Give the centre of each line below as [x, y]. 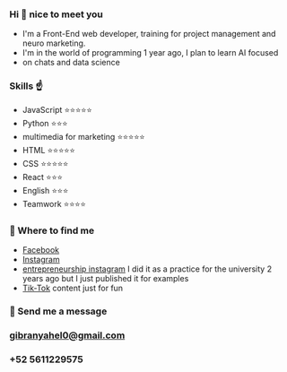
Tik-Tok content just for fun [73, 288]
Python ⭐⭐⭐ [45, 123]
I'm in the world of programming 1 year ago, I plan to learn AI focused [150, 53]
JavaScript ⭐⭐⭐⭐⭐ [57, 109]
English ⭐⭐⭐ [45, 190]
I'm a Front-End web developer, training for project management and [149, 34]
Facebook [41, 249]
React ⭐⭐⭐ [42, 177]
